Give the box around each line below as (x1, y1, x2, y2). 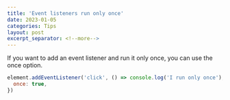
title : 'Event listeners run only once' (7, 10, 125, 17)
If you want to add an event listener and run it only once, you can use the (7, 54, 214, 62)
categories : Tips (7, 22, 57, 29)
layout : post (7, 29, 44, 36)
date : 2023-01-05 (7, 16, 57, 23)
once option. (7, 61, 43, 69)
